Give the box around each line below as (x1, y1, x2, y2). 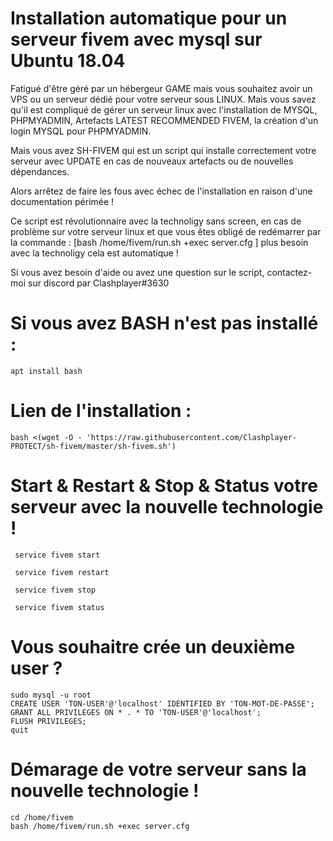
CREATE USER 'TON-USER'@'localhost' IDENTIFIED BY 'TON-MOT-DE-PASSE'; (10, 698, 315, 709)
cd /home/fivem (10, 812, 74, 822)
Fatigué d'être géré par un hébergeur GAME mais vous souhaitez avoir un (10, 82, 313, 94)
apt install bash (10, 366, 83, 376)
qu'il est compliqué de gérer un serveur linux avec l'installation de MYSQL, (10, 103, 318, 116)
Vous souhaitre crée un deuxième (10, 635, 296, 658)
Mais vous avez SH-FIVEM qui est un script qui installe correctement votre (10, 144, 317, 156)
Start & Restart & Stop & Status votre (10, 475, 318, 497)
